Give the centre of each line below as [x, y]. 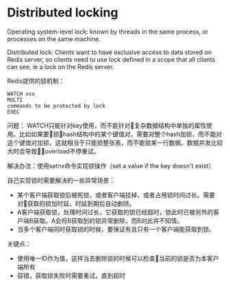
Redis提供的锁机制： [36, 81]
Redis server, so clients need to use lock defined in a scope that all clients [111, 59]
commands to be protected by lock [56, 106]
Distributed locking [63, 13]
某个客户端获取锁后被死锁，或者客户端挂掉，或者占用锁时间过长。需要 [116, 195]
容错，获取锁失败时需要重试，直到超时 [71, 275]
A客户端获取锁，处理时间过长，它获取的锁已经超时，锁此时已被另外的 [115, 212]
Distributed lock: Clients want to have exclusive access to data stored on [110, 52]
